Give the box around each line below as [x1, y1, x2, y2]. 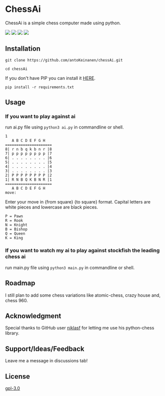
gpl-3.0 [5, 385, 20, 391]
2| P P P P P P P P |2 [5, 173, 52, 178]
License [5, 372, 30, 381]
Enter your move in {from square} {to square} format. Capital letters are [5, 199, 151, 205]
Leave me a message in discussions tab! [5, 358, 88, 364]
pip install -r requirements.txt [5, 84, 74, 90]
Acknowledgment [5, 312, 61, 320]
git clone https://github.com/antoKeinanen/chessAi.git [5, 58, 123, 63]
